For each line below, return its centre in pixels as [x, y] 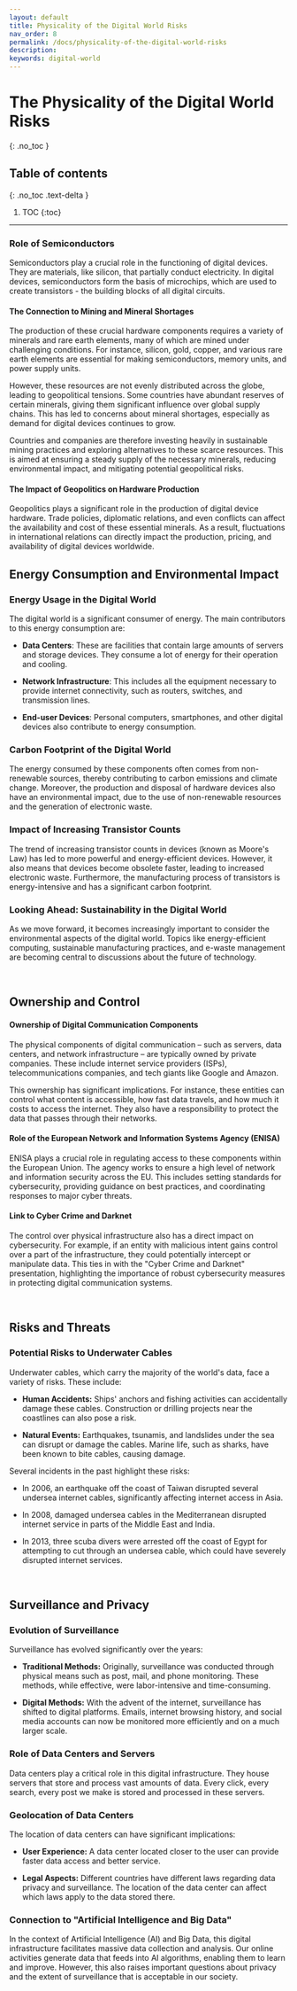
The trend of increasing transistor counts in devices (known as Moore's [139, 849]
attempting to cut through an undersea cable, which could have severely [154, 1551]
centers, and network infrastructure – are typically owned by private [133, 1054]
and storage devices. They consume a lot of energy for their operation [150, 655]
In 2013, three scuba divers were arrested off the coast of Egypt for [145, 1541]
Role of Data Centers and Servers [82, 1754]
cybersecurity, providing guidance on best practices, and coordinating [137, 1186]
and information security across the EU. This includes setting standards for [145, 1177]
